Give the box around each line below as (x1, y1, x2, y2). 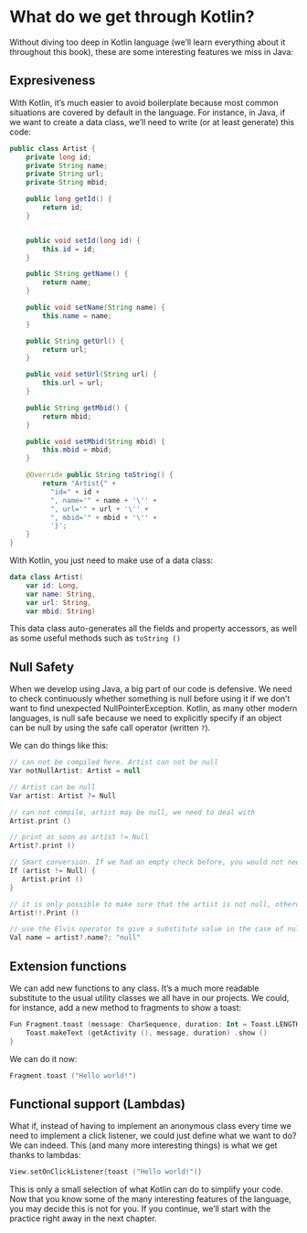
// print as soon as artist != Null (9, 833, 149, 842)
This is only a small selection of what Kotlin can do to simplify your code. (9, 1184, 283, 1195)
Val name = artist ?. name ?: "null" (9, 933, 142, 942)
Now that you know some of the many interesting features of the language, (9, 1194, 292, 1205)
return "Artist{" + (42, 479, 117, 488)
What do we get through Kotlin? (9, 6, 255, 27)
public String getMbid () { (26, 403, 129, 412)
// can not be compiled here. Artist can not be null (9, 758, 219, 767)
